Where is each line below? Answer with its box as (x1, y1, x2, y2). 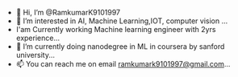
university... (15, 51, 55, 59)
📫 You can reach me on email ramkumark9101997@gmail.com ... (15, 59, 231, 68)
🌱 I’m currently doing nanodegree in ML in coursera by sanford (15, 42, 225, 51)
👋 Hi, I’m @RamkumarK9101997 (15, 8, 121, 17)
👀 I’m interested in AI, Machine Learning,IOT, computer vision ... (15, 16, 228, 26)
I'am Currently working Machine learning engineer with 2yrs (15, 25, 216, 34)
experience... (15, 33, 61, 43)
